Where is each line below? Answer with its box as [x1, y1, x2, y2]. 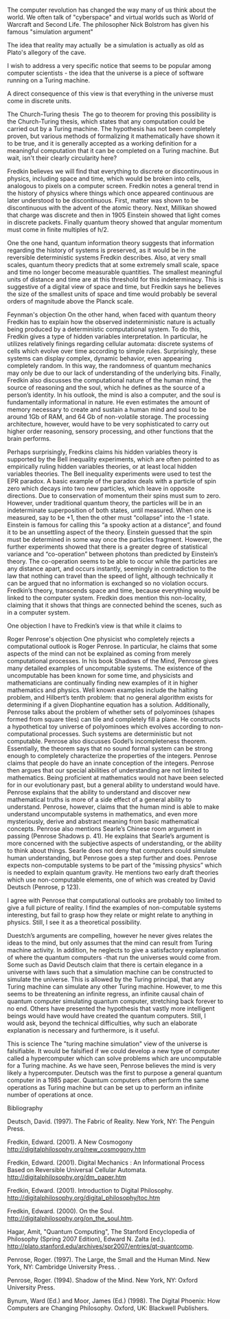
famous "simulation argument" [7, 27, 94, 36]
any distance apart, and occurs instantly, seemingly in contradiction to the [7, 564, 217, 573]
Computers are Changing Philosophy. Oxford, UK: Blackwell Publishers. [7, 1304, 209, 1312]
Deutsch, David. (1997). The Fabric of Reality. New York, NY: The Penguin [7, 1117, 215, 1125]
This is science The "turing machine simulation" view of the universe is [7, 1040, 208, 1048]
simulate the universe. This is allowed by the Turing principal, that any [7, 975, 205, 983]
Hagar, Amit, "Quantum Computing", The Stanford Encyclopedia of [7, 1228, 196, 1235]
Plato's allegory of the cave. [7, 48, 87, 56]
